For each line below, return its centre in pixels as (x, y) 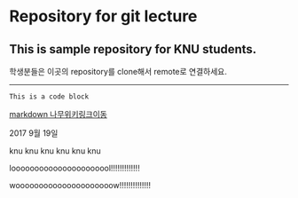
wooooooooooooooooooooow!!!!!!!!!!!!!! (80, 185)
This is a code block (49, 97)
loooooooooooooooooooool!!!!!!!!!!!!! (74, 168)
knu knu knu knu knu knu (55, 151)
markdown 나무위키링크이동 (59, 114)
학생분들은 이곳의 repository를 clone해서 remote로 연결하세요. (118, 71)
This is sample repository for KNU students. (133, 49)
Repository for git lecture (103, 16)
